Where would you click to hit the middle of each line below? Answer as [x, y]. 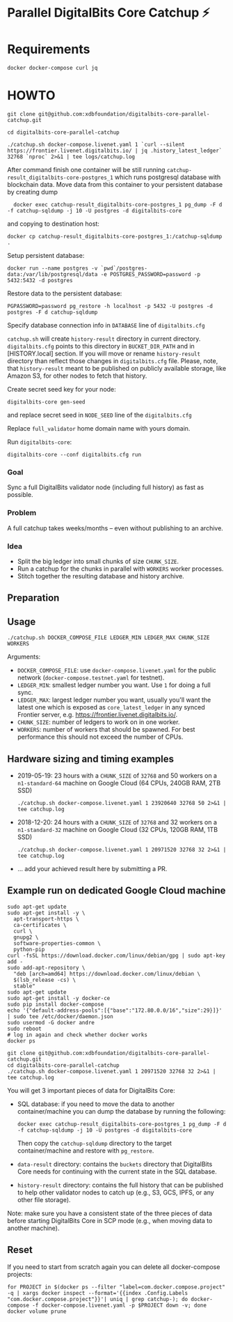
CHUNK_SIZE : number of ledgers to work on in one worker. [98, 722]
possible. [20, 495]
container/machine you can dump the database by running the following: [121, 1111]
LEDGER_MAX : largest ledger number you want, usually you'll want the [114, 700]
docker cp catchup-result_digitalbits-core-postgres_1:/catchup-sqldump [115, 237]
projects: [20, 1274]
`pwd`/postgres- [124, 268]
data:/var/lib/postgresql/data [53, 275]
